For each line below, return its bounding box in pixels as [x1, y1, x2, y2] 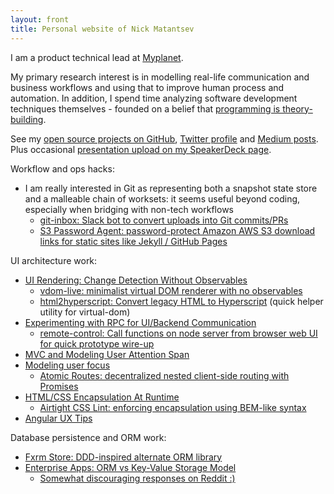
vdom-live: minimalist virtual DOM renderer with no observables [39, 284, 303, 296]
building [10, 113, 44, 125]
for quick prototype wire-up [39, 337, 155, 350]
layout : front [10, 14, 70, 25]
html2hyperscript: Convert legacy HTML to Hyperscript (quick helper [39, 295, 324, 307]
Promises [39, 380, 79, 392]
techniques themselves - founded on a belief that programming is [10, 102, 281, 115]
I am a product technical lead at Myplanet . [10, 51, 184, 63]
